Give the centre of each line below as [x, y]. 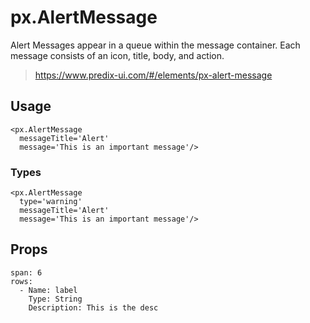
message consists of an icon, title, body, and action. [117, 55]
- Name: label [48, 290]
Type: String [55, 299]
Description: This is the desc [93, 307]
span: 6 [26, 272]
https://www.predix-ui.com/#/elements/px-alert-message [153, 75]
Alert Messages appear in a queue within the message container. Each [155, 45]
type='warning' [51, 202]
